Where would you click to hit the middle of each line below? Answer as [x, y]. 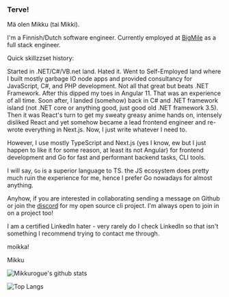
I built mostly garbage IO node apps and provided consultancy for [100, 79]
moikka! [18, 247]
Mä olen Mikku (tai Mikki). [43, 25]
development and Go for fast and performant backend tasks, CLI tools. [107, 157]
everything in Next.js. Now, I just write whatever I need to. [106, 130]
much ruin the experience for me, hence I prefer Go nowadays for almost [110, 178]
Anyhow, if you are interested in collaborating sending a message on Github [113, 198]
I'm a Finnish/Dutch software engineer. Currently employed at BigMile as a [112, 38]
